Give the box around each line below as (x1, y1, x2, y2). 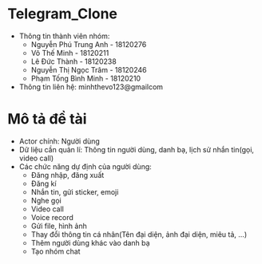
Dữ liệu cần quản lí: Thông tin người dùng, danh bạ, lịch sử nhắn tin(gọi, (18, 144, 255, 154)
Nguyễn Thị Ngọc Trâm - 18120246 (30, 65, 147, 74)
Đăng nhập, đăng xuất (30, 170, 105, 179)
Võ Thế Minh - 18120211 (30, 48, 109, 57)
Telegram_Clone (7, 5, 117, 23)
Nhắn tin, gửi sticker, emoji (30, 187, 119, 196)
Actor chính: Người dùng (18, 136, 101, 146)
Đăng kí (30, 179, 57, 188)
